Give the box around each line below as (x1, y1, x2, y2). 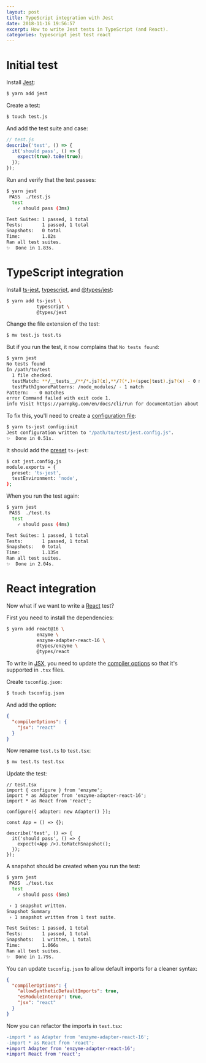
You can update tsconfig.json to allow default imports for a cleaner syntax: (6, 965, 197, 972)
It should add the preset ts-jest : (6, 446, 89, 453)
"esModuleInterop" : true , (17, 994, 84, 1000)
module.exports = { (6, 464, 56, 470)
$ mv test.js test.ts (6, 332, 62, 339)
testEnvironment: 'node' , (12, 476, 78, 482)
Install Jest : (6, 79, 36, 86)
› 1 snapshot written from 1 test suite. (9, 914, 116, 920)
